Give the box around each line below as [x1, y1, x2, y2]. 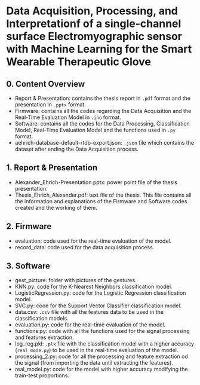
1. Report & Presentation [6, 163, 98, 173]
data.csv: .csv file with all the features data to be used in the [14, 308, 164, 316]
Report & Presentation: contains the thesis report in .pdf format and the [14, 94, 191, 102]
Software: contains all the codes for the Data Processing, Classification [14, 120, 190, 127]
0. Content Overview [6, 79, 85, 89]
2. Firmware [6, 221, 52, 231]
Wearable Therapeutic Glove [6, 55, 151, 69]
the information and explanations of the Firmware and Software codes [14, 197, 187, 204]
